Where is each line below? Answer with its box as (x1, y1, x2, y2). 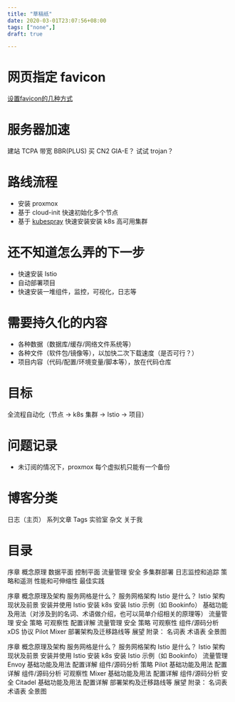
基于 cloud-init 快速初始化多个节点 (17, 208, 119, 217)
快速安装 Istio (17, 270, 58, 278)
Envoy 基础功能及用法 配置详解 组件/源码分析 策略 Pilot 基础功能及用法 (7, 660, 214, 669)
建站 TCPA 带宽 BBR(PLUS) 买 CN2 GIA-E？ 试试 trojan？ (7, 147, 174, 155)
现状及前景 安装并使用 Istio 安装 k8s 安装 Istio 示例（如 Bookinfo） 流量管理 (7, 651, 228, 659)
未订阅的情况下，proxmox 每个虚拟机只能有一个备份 (17, 462, 171, 471)
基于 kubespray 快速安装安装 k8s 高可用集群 (17, 217, 148, 226)
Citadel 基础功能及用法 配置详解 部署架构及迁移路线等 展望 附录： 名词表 (15, 678, 228, 686)
